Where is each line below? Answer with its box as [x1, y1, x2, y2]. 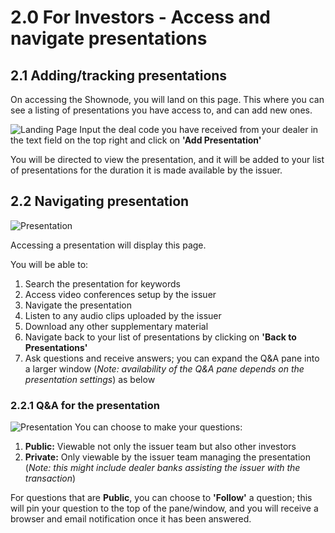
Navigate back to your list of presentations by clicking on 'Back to [24, 331, 297, 343]
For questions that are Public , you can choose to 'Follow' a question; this [10, 492, 313, 504]
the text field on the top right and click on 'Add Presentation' [10, 134, 262, 146]
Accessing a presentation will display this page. [10, 239, 207, 251]
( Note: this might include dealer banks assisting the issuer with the [24, 462, 301, 474]
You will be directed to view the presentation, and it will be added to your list [10, 154, 325, 165]
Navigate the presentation [24, 299, 132, 311]
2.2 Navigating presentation [10, 193, 190, 210]
